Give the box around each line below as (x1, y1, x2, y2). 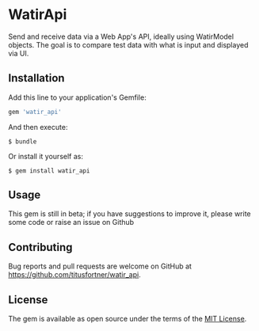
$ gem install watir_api (8, 166, 90, 175)
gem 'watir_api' (8, 108, 62, 116)
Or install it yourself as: (8, 151, 83, 161)
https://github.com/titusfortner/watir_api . (8, 270, 141, 280)
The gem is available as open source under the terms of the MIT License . (8, 314, 247, 324)
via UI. (8, 48, 29, 58)
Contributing (8, 240, 73, 254)
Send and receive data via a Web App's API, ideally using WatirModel (8, 32, 234, 41)
